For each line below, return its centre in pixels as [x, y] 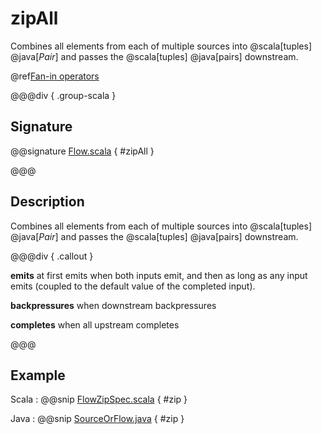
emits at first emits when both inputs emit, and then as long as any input [159, 275]
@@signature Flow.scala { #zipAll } [82, 151]
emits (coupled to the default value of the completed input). [133, 286]
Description [47, 202]
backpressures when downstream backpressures [113, 305]
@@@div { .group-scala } [63, 95]
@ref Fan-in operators [55, 76]
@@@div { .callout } [52, 256]
